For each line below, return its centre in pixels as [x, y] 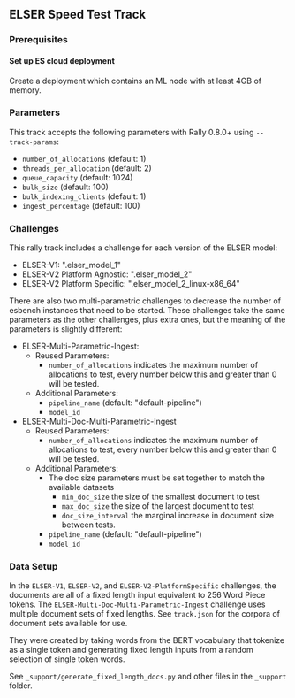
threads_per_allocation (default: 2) [87, 168]
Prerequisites [38, 40]
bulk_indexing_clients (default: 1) [84, 196]
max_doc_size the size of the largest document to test [158, 506]
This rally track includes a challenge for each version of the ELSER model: [144, 248]
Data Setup [34, 567]
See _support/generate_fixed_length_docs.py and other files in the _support [148, 677]
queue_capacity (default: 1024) [77, 177]
